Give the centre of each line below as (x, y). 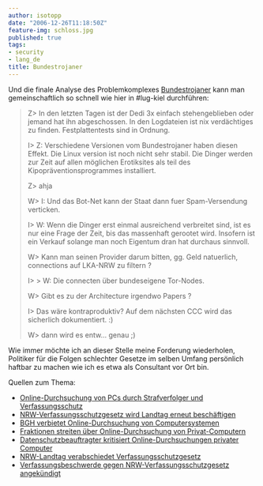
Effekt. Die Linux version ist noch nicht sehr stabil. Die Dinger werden (140, 153)
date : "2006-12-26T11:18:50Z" (58, 23)
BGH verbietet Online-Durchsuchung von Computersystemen (119, 423)
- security (26, 52)
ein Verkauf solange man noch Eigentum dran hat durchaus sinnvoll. (139, 241)
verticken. (44, 209)
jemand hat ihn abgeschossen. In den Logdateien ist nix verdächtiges (140, 121)
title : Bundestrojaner (45, 67)
